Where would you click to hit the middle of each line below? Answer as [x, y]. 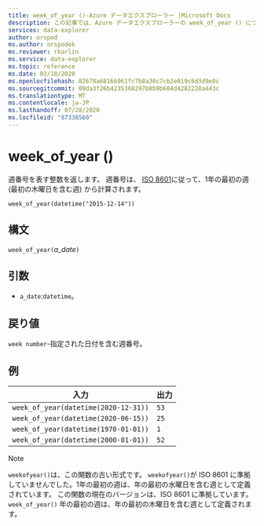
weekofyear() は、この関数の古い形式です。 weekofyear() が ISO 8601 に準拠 [130, 475]
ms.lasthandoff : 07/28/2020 [54, 111]
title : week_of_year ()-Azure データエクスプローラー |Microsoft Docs [119, 15]
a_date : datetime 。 [49, 296]
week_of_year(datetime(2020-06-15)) [81, 418]
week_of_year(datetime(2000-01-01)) [81, 440]
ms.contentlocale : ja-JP [49, 103]
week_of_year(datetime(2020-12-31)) [81, 408]
